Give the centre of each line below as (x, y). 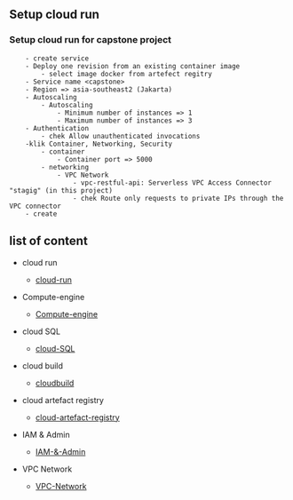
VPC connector (36, 206)
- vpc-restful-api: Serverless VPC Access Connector (172, 183)
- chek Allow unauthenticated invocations (121, 136)
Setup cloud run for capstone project (90, 40)
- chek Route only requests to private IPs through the (178, 198)
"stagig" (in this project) (61, 190)
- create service (57, 58)
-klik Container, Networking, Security (99, 144)
